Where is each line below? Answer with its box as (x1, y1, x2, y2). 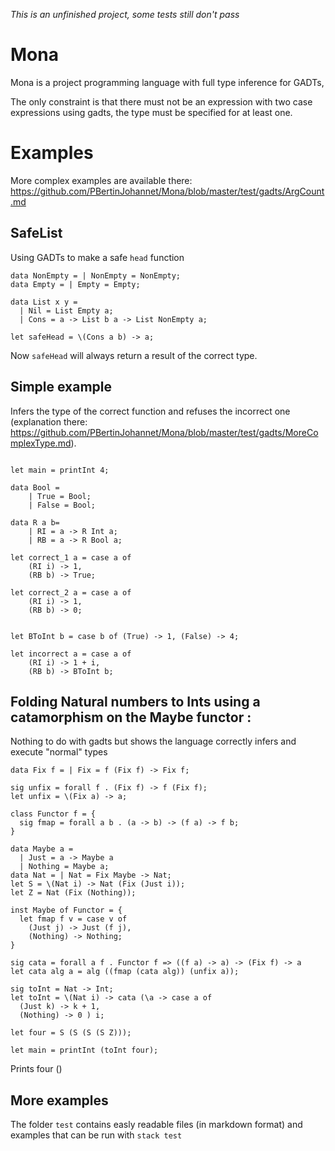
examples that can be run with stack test (10, 1129, 183, 1141)
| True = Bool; (28, 491, 92, 501)
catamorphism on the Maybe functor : (10, 709, 252, 726)
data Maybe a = (10, 844, 74, 854)
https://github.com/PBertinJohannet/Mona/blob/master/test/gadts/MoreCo (10, 426, 319, 438)
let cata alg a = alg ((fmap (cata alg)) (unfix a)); (10, 967, 240, 977)
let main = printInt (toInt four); (10, 1045, 159, 1056)
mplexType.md (10, 437, 72, 449)
